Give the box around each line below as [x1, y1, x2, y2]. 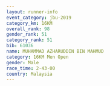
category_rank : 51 [6, 37, 53, 43]
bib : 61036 [6, 43, 34, 49]
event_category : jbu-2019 [6, 15, 71, 21]
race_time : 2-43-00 [6, 65, 56, 71]
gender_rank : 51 [6, 31, 47, 38]
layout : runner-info [6, 8, 59, 15]
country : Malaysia [6, 71, 53, 77]
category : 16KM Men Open [6, 54, 69, 60]
